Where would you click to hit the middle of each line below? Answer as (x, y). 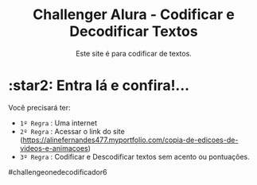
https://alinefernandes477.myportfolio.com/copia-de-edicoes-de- (130, 140)
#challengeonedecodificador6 (58, 172)
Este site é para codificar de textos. (134, 53)
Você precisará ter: (39, 107)
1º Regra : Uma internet (58, 123)
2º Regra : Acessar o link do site (72, 131)
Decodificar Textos (134, 31)
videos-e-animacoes (54, 148)
